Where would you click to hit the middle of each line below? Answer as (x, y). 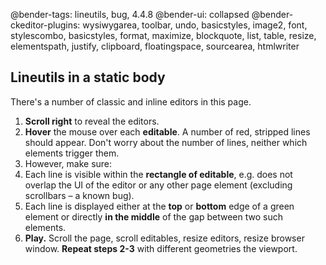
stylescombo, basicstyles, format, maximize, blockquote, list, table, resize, (163, 35)
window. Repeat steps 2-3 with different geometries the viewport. (161, 248)
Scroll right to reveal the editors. (92, 121)
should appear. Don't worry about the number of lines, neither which (166, 142)
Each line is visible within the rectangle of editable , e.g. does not (158, 174)
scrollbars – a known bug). (79, 195)
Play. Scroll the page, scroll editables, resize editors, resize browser (164, 238)
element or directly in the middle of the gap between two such (153, 216)
